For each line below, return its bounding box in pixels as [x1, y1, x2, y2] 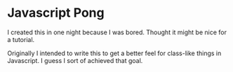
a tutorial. [7, 35, 35, 43]
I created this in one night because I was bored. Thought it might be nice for [7, 28, 227, 36]
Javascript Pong [7, 5, 105, 21]
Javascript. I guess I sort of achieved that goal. [7, 56, 143, 64]
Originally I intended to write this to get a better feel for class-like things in [7, 49, 222, 57]
